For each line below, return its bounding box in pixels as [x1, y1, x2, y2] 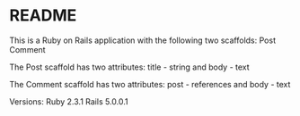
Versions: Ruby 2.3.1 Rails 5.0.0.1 [9, 95, 128, 107]
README [9, 5, 77, 26]
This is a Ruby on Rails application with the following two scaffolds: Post [9, 35, 277, 46]
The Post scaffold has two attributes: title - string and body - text [9, 62, 250, 72]
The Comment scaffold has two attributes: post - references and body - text [9, 79, 291, 89]
